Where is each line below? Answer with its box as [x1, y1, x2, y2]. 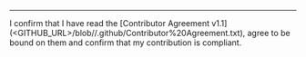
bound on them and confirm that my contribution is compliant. [9, 37, 242, 48]
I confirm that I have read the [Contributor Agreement [9, 18, 210, 28]
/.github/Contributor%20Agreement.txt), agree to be [94, 28, 291, 38]
